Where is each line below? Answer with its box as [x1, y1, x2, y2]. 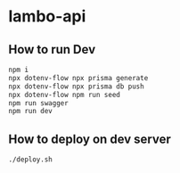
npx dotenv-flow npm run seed [8, 90, 121, 99]
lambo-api [8, 6, 86, 27]
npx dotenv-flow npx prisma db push [8, 82, 144, 91]
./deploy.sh [8, 155, 53, 164]
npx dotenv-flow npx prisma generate [8, 73, 149, 82]
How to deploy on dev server [8, 131, 171, 146]
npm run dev [8, 107, 53, 116]
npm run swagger [8, 98, 69, 108]
